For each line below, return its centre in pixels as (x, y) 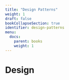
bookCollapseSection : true (33, 23)
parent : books (28, 41)
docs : (15, 37)
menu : (11, 32)
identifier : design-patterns (35, 28)
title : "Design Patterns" (31, 10)
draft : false (18, 19)
